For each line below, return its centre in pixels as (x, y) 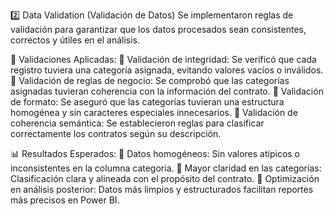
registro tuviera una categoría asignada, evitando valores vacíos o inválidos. (167, 70)
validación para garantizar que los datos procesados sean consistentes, (158, 29)
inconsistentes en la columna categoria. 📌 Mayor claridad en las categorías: (166, 168)
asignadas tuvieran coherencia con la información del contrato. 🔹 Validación (167, 91)
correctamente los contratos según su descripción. (116, 133)
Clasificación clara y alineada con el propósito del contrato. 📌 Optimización (165, 178)
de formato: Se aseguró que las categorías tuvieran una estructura (147, 102)
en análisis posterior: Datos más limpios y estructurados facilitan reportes (162, 189)
